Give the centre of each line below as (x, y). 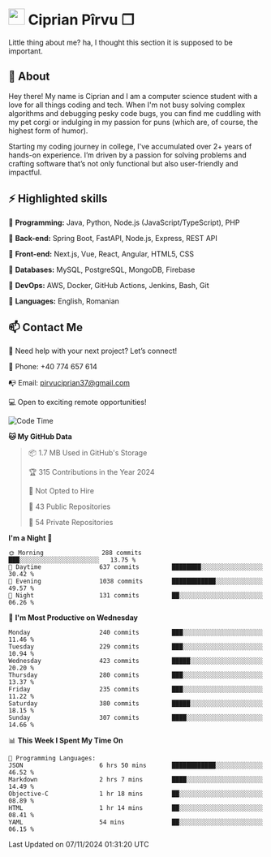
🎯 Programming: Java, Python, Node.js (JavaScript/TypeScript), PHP (124, 222)
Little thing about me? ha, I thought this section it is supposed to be (120, 42)
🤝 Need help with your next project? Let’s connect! (93, 351)
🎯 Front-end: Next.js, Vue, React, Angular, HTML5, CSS (101, 254)
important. (26, 51)
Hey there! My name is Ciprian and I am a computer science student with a (133, 96)
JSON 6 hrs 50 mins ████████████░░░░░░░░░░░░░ (136, 766)
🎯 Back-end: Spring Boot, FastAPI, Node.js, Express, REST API (113, 238)
